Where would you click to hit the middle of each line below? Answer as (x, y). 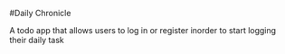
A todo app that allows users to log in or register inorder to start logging (143, 30)
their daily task (37, 40)
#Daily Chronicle (40, 13)
